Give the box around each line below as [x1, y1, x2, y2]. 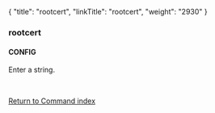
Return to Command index [8, 96, 95, 106]
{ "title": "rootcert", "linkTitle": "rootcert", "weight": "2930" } [8, 7, 208, 16]
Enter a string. [8, 65, 55, 75]
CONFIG [8, 47, 36, 56]
